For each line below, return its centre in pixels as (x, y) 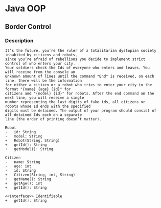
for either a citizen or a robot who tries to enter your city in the (79, 85)
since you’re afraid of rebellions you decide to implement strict (75, 59)
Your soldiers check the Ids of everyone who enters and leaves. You (78, 68)
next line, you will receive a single (45, 98)
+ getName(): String (28, 179)
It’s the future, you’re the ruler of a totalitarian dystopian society (81, 50)
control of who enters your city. (40, 63)
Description (19, 41)
